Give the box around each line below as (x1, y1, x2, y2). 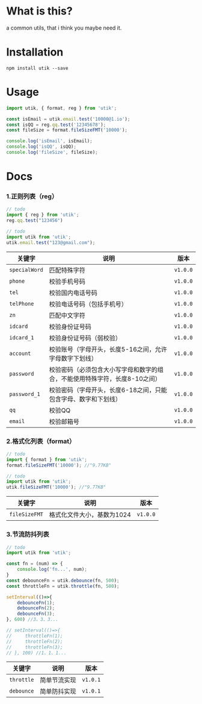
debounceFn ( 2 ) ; (17, 605, 55, 611)
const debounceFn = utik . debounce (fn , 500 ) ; (6, 577, 120, 583)
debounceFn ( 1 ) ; (17, 600, 55, 606)
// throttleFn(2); (6, 638, 63, 644)
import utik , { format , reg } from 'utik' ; (6, 105, 117, 111)
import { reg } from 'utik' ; (6, 212, 79, 218)
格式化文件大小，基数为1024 (49, 511, 131, 519)
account (9, 350, 31, 357)
